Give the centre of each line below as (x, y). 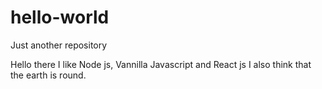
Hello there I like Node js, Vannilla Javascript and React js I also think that (161, 64)
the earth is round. (48, 75)
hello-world (60, 17)
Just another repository (59, 45)
